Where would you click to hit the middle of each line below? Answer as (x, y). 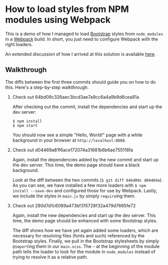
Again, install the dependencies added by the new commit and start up (86, 159)
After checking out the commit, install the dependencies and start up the (87, 107)
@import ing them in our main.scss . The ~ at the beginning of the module (86, 246)
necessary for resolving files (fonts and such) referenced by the (78, 235)
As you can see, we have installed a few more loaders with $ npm (79, 185)
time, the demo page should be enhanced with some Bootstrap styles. (85, 220)
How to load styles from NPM (67, 9)
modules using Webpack (58, 20)
